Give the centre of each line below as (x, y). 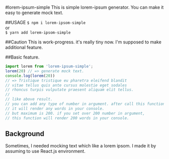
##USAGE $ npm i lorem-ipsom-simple (46, 22)
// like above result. (29, 99)
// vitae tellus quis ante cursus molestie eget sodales (66, 85)
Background (25, 134)
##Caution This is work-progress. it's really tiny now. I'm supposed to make (83, 42)
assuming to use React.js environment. (45, 151)
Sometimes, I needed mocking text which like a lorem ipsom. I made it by (81, 146)
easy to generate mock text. (34, 13)
